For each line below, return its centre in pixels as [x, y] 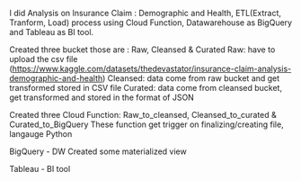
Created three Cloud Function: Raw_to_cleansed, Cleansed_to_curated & [143, 115]
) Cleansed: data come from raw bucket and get [191, 78]
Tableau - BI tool [40, 169]
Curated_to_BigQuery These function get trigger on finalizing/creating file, [147, 124]
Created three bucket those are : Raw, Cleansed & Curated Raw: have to [142, 50]
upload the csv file [44, 59]
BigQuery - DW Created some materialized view [98, 151]
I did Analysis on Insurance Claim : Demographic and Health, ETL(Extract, [145, 13]
